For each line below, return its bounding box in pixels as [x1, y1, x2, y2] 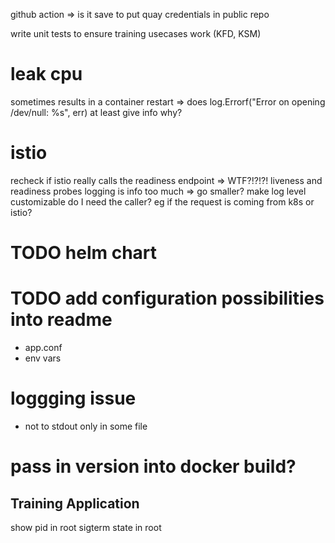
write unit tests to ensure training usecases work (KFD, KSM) [10, 28, 262, 39]
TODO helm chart [10, 242, 158, 264]
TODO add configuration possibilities [10, 287, 325, 310]
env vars [24, 352, 62, 364]
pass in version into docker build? [10, 455, 297, 478]
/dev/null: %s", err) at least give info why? [10, 106, 183, 118]
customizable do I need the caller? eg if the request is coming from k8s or [10, 195, 315, 208]
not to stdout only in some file [24, 420, 148, 432]
